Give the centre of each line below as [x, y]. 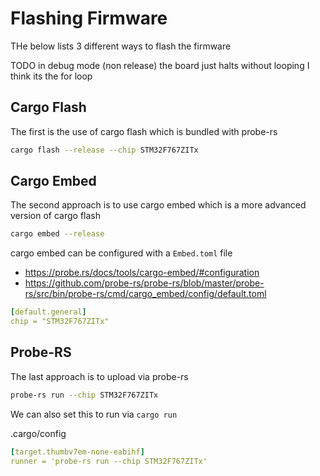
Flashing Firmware [89, 18]
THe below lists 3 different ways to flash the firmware [121, 46]
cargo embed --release [57, 234]
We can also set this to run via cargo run [94, 414]
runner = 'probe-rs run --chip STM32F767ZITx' [109, 461]
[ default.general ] [48, 312]
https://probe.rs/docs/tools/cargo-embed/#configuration [142, 273]
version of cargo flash [55, 216]
